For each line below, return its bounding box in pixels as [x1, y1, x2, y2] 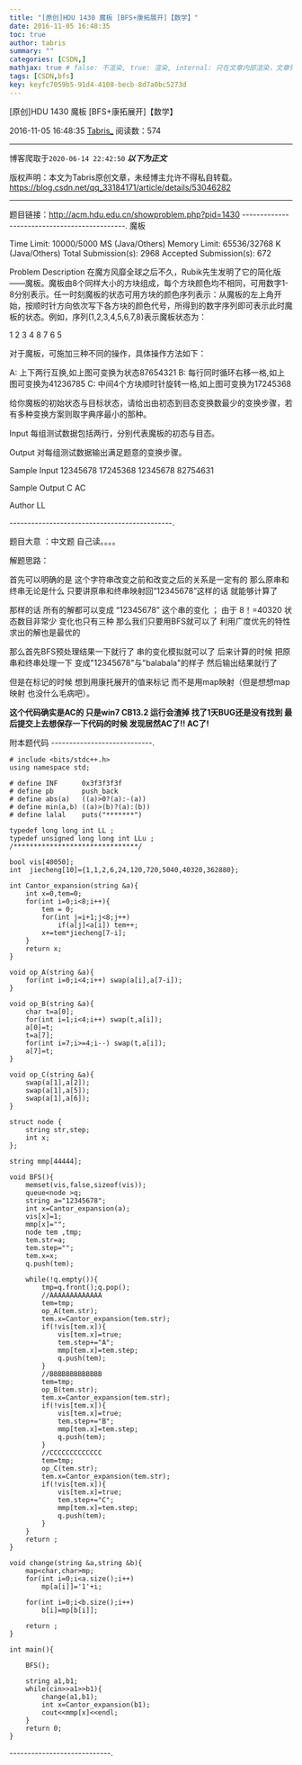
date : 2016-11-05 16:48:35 [9, 22, 111, 31]
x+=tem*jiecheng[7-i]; [41, 928, 127, 937]
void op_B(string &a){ [9, 999, 94, 1008]
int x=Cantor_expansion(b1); [41, 1700, 151, 1709]
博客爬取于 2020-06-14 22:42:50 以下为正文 [9, 152, 167, 163]
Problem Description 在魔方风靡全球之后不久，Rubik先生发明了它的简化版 [9, 266, 281, 277]
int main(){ [9, 1644, 54, 1654]
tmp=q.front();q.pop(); [41, 1283, 130, 1292]
